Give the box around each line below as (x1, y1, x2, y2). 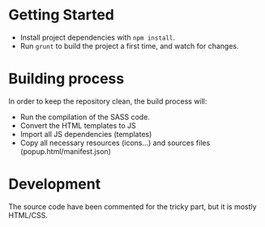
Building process (8, 70, 125, 88)
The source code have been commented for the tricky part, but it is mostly (8, 201, 257, 212)
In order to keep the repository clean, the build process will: (8, 96, 207, 106)
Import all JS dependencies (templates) (19, 129, 152, 139)
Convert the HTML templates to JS (19, 120, 136, 131)
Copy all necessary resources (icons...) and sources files (19, 138, 211, 148)
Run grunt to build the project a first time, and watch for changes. (19, 41, 239, 50)
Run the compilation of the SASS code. (19, 112, 150, 122)
